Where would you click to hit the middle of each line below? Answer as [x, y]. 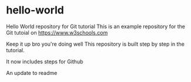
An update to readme [32, 73]
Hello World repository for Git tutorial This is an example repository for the [96, 26]
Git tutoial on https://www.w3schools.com [57, 32]
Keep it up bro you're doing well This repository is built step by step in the [95, 44]
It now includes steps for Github [45, 61]
